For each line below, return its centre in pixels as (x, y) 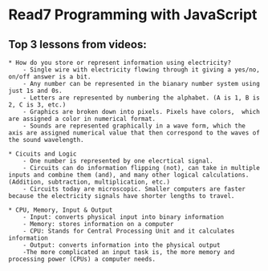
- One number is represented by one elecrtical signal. (118, 161)
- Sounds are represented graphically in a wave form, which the (134, 126)
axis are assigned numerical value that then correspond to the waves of (134, 133)
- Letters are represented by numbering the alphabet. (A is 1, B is (142, 98)
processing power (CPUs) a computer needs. (82, 259)
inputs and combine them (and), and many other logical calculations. (129, 175)
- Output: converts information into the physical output (122, 245)
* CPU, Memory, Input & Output (61, 210)
